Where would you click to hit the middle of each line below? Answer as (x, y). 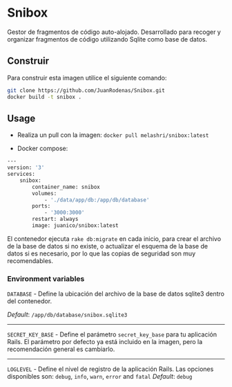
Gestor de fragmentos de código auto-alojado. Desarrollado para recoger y (114, 32)
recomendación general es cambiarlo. (61, 349)
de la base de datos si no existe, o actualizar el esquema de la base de (108, 246)
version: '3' (26, 168)
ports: (41, 206)
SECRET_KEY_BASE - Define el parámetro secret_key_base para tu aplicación (112, 334)
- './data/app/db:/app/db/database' (97, 200)
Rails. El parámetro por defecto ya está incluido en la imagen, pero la (105, 342)
